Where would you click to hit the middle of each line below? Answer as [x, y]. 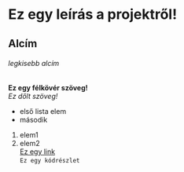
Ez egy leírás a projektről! [93, 15]
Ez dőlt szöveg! [33, 96]
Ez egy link [37, 152]
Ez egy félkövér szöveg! [48, 87]
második [33, 119]
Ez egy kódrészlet [50, 160]
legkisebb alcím [34, 64]
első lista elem [43, 111]
